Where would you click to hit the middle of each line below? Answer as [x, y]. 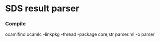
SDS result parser [42, 9]
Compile [15, 24]
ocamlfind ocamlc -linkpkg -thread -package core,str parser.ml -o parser [80, 34]
